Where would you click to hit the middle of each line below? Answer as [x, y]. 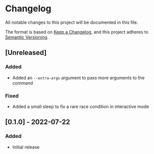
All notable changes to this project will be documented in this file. [72, 22]
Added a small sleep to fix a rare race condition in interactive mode [81, 106]
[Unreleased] [26, 53]
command [23, 83]
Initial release [26, 147]
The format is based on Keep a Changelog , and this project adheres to [77, 32]
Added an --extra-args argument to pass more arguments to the [78, 78]
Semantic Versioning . [27, 37]
